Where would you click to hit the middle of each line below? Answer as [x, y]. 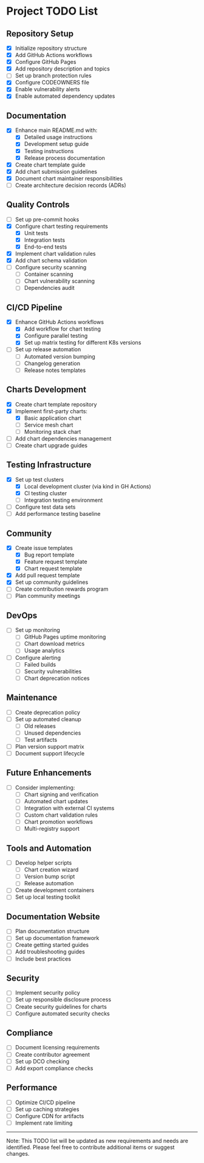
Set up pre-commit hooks [47, 219]
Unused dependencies [53, 733]
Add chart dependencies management [63, 438]
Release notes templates [55, 370]
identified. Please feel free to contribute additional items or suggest [90, 1147]
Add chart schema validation [51, 261]
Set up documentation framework [57, 938]
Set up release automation [48, 349]
